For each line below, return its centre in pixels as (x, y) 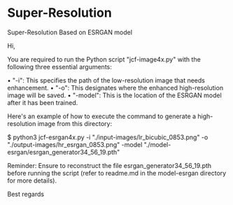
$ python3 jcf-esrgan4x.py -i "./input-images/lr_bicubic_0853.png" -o (108, 137)
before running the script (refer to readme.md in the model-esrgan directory (117, 173)
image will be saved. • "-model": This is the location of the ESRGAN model (114, 95)
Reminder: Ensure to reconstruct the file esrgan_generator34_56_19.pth (110, 165)
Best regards (26, 194)
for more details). (32, 181)
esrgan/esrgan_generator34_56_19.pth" (64, 152)
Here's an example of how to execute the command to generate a (102, 116)
